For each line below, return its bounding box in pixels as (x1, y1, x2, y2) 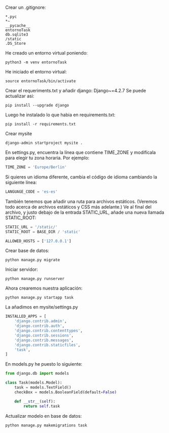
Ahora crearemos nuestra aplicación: (5, 285, 83, 291)
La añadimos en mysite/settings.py (5, 304, 78, 310)
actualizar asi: (5, 93, 35, 99)
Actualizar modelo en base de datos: (5, 413, 82, 419)
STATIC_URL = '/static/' (5, 224, 58, 230)
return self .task (23, 403, 60, 409)
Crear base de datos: (5, 247, 50, 254)
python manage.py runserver (5, 276, 65, 282)
